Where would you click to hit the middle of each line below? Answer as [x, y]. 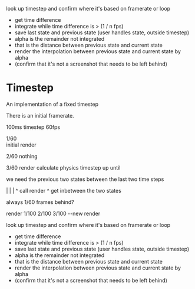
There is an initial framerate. [40, 115]
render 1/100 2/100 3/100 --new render [53, 213]
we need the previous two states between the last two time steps [85, 179]
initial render [21, 145]
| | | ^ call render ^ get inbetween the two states [64, 190]
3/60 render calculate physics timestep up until [63, 167]
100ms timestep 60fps [33, 127]
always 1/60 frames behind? [40, 202]
